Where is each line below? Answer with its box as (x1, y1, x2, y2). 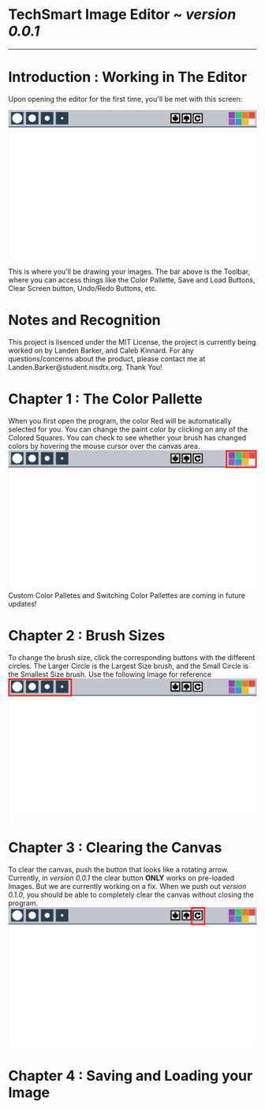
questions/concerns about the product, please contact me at (8, 353, 206, 364)
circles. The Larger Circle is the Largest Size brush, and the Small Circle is (8, 661, 248, 671)
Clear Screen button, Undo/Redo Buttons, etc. (8, 283, 158, 293)
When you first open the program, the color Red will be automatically (8, 416, 232, 425)
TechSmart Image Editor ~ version (8, 6, 237, 24)
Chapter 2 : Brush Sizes (8, 627, 166, 644)
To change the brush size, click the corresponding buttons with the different (8, 653, 256, 663)
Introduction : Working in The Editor (8, 69, 248, 86)
